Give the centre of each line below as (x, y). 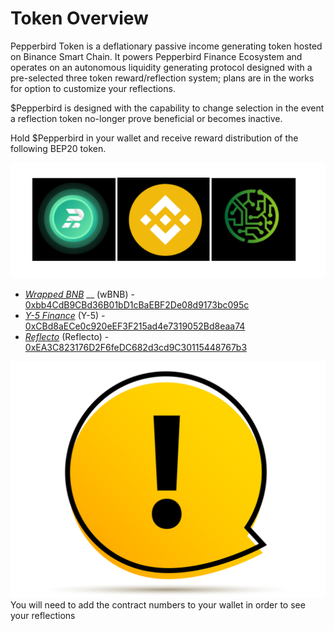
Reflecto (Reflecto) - (67, 337)
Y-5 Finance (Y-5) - (65, 316)
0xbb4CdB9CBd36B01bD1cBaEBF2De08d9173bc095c (137, 305)
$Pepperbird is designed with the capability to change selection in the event (167, 108)
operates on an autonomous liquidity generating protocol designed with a (161, 67)
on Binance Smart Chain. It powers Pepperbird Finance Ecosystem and (156, 56)
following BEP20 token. (58, 148)
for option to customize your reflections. (93, 88)
